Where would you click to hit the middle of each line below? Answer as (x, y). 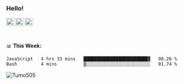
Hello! (15, 8)
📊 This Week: (24, 46)
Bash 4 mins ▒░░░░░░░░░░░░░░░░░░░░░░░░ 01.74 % (92, 64)
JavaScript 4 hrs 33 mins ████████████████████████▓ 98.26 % (92, 59)
